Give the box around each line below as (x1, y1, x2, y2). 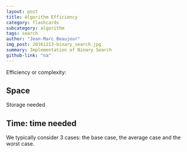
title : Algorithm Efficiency (6, 14, 78, 20)
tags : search (6, 31, 38, 37)
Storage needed (6, 101, 45, 108)
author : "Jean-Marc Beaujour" (6, 36, 81, 42)
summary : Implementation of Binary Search (6, 47, 112, 53)
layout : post (6, 8, 38, 15)
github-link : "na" (6, 52, 51, 58)
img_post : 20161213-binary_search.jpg (6, 42, 101, 48)
